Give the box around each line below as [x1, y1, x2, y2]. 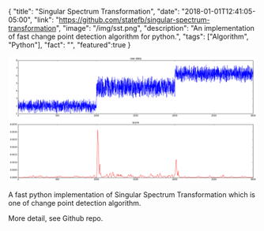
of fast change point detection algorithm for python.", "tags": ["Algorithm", [8, 32, 249, 41]
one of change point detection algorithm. [8, 198, 141, 207]
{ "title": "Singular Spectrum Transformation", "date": [8, 7, 180, 16]
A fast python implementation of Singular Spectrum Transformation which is [8, 189, 255, 199]
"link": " [34, 15, 59, 24]
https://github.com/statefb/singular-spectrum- [58, 15, 210, 24]
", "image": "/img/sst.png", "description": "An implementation [55, 24, 255, 32]
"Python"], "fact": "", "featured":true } [8, 40, 131, 50]
